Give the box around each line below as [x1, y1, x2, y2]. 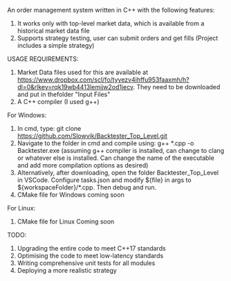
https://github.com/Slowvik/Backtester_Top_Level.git [17, 132, 168, 140]
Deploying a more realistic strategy [17, 266, 118, 274]
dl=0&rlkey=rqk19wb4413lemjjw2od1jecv [17, 83, 133, 91]
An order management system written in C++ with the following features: [7, 6, 215, 14]
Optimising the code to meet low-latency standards [17, 252, 164, 260]
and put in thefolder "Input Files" [17, 90, 111, 98]
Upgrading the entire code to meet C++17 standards [17, 244, 166, 252]
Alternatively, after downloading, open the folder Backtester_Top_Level [17, 169, 219, 176]
